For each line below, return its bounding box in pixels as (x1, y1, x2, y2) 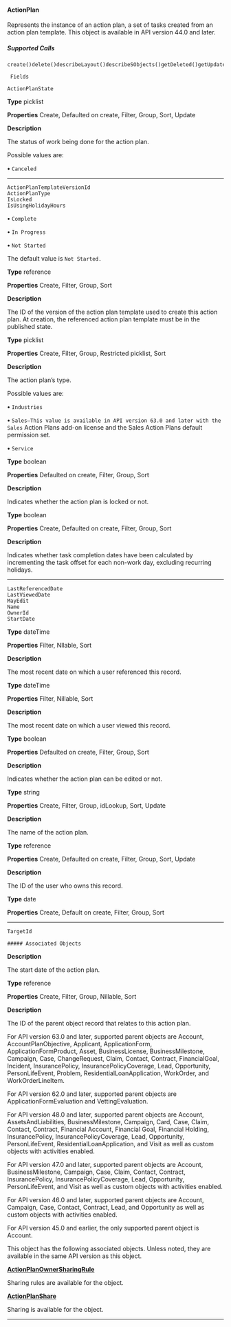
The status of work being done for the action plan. (7, 138, 149, 146)
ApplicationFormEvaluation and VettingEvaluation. (7, 1097, 148, 1106)
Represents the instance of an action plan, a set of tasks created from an (7, 21, 213, 29)
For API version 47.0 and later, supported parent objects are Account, (7, 1161, 203, 1169)
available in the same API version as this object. (7, 1252, 142, 1260)
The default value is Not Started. (7, 255, 102, 263)
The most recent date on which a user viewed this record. (7, 721, 170, 730)
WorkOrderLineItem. (7, 1077, 65, 1085)
